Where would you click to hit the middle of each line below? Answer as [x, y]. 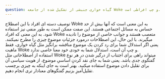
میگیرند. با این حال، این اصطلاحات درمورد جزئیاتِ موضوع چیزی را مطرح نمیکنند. [79, 39]
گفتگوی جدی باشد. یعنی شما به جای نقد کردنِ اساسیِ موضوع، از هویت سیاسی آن [80, 60]
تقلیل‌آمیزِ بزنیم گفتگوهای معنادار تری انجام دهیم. [50, 70]
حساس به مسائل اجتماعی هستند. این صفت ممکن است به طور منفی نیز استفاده [79, 29]
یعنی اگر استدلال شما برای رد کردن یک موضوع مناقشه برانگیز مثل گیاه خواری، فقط [82, 44]
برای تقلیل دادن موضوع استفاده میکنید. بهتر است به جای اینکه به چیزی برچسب [77, 65]
